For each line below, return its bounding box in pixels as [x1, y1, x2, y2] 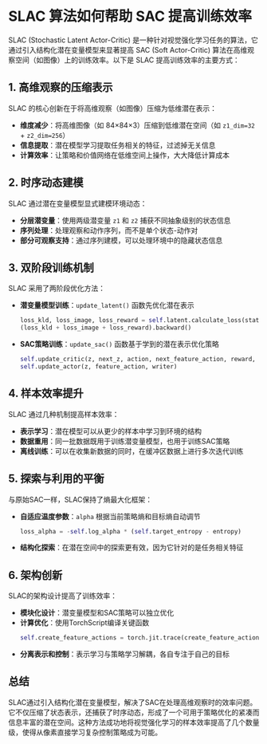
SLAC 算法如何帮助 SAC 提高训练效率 [8, 7, 253, 26]
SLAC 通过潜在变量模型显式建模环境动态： [8, 199, 147, 208]
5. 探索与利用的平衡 [8, 472, 104, 486]
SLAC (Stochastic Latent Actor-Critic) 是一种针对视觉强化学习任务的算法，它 [8, 35, 259, 45]
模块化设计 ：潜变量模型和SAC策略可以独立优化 [19, 608, 175, 618]
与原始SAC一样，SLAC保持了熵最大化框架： [8, 494, 153, 504]
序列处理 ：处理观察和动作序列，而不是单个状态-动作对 [19, 225, 198, 235]
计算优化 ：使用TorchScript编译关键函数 [19, 618, 150, 628]
